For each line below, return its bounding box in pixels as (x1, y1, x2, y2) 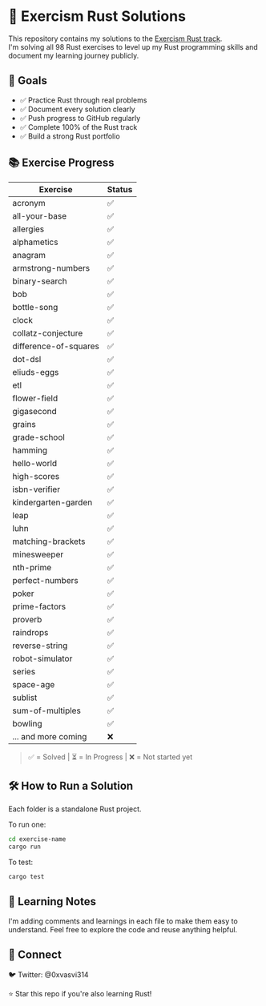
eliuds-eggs (12, 366, 59, 377)
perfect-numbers (12, 574, 79, 585)
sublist (12, 692, 38, 703)
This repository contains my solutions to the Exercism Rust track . (8, 34, 223, 43)
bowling (12, 718, 42, 729)
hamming (12, 445, 48, 456)
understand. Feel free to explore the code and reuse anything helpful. (8, 924, 238, 934)
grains (12, 418, 36, 429)
